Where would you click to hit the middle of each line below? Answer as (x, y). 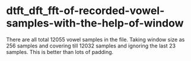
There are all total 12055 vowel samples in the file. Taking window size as (95, 39)
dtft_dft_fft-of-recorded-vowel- (85, 11)
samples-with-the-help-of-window (95, 23)
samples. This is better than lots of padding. (60, 52)
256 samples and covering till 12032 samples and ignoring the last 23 (91, 46)
